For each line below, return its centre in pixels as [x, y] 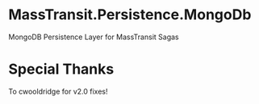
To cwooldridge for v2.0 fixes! [58, 91]
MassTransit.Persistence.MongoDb [130, 15]
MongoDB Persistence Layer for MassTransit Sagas [94, 37]
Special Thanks [61, 69]
